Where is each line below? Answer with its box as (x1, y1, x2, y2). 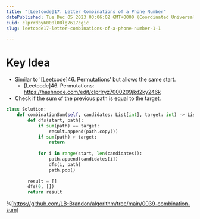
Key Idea (6, 56, 51, 70)
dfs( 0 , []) (27, 184, 55, 190)
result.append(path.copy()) (48, 129, 118, 134)
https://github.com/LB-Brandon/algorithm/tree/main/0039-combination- (12, 200, 190, 207)
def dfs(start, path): (27, 117, 84, 123)
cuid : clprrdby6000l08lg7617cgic (6, 20, 89, 26)
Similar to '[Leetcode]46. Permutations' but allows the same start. (14, 76, 176, 83)
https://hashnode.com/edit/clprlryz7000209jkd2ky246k (23, 89, 161, 96)
